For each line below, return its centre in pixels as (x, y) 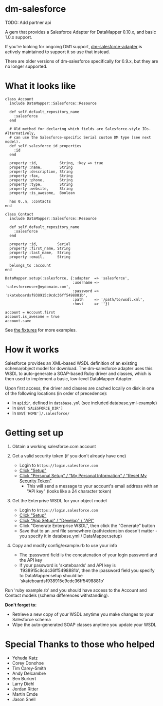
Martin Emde (25, 694)
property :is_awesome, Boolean (42, 193)
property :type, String (41, 184)
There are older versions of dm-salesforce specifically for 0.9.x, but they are (81, 61)
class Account (19, 99)
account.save (18, 321)
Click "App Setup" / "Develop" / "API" (57, 520)
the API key (31, 560)
